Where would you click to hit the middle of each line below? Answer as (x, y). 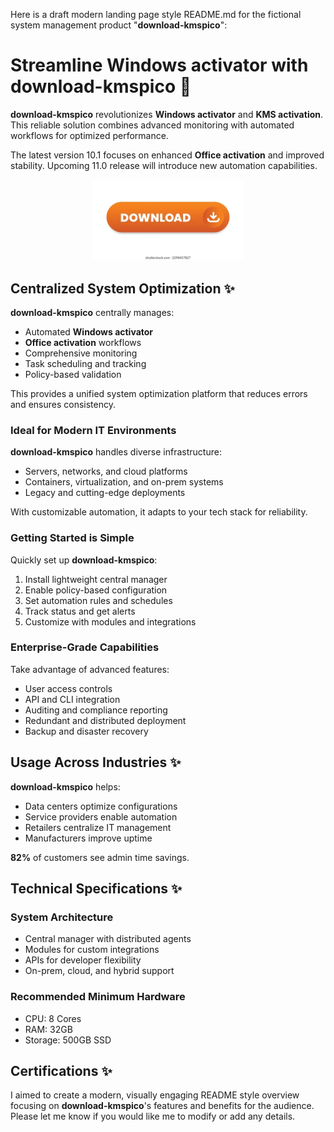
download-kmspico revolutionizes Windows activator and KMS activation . (167, 114)
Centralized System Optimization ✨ (122, 288)
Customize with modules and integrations (110, 621)
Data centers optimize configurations (101, 806)
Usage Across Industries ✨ (96, 762)
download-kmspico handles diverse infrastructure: (116, 452)
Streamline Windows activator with (159, 65)
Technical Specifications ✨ (96, 889)
